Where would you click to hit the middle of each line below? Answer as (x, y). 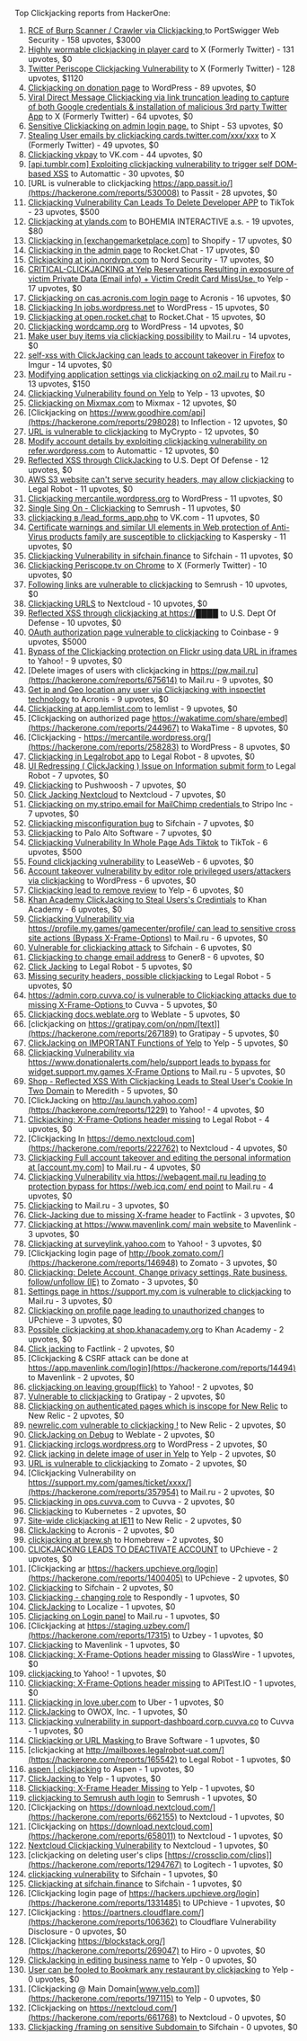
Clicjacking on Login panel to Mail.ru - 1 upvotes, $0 (124, 1616)
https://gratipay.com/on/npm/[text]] (154, 1024)
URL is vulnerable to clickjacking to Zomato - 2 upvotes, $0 (137, 1463)
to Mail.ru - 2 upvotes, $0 (228, 1492)
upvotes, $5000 (57, 642)
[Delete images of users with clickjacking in (108, 670)
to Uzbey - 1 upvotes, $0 (218, 1635)
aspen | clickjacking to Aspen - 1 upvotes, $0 (111, 1769)
